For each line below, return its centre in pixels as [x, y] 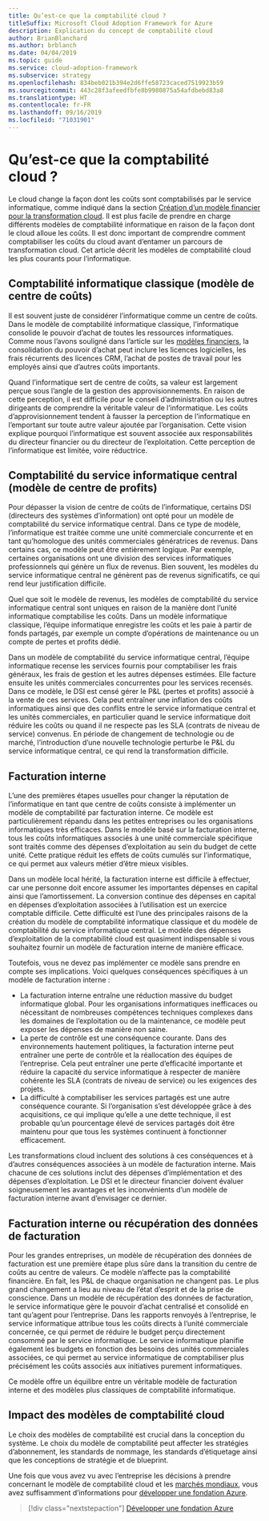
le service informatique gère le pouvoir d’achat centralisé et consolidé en [128, 1306]
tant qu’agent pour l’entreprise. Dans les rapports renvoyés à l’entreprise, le [132, 1315]
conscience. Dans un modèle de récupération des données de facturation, [131, 1298]
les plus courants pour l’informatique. [70, 258]
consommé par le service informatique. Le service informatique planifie [126, 1341]
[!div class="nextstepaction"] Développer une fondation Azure [130, 1508]
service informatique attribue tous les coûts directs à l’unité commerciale [128, 1324]
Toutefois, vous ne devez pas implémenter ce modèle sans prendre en [124, 963]
